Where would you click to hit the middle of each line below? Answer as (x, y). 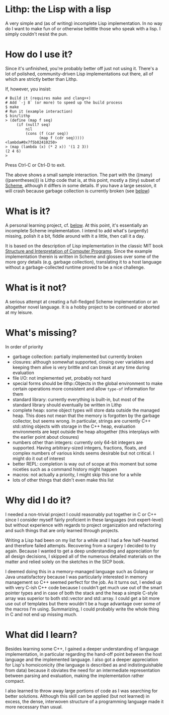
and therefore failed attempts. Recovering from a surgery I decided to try (80, 545)
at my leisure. (19, 312)
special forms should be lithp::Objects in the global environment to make (88, 383)
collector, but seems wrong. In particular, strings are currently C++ (81, 421)
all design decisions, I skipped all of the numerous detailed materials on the (83, 556)
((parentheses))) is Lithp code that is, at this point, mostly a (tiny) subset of (83, 180)
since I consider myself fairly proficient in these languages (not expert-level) (84, 520)
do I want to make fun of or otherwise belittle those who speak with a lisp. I (83, 28)
